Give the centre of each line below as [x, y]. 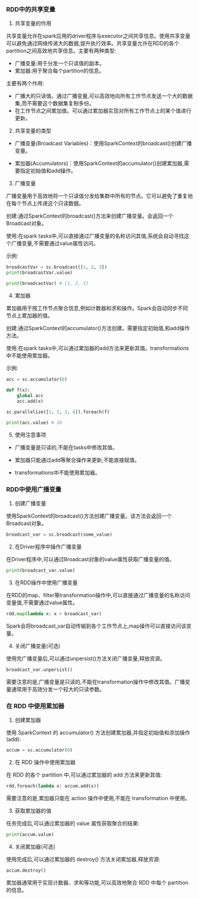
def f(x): [18, 390]
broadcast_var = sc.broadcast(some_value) [59, 535]
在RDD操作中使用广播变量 [46, 583]
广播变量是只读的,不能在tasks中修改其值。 [66, 447]
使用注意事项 [30, 435]
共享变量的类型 [33, 131]
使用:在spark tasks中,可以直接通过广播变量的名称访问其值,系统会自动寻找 [95, 236]
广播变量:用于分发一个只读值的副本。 [60, 63]
